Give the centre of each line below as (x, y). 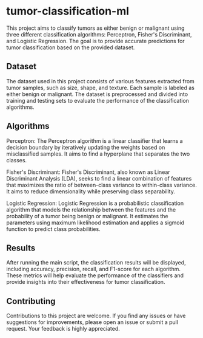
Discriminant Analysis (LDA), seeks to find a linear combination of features (99, 178)
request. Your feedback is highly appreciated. (63, 329)
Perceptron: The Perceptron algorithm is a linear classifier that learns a (95, 140)
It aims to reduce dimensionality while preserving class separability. (91, 191)
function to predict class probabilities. (54, 229)
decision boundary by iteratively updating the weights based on (86, 147)
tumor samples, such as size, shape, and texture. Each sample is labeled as (101, 88)
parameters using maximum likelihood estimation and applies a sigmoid (95, 222)
